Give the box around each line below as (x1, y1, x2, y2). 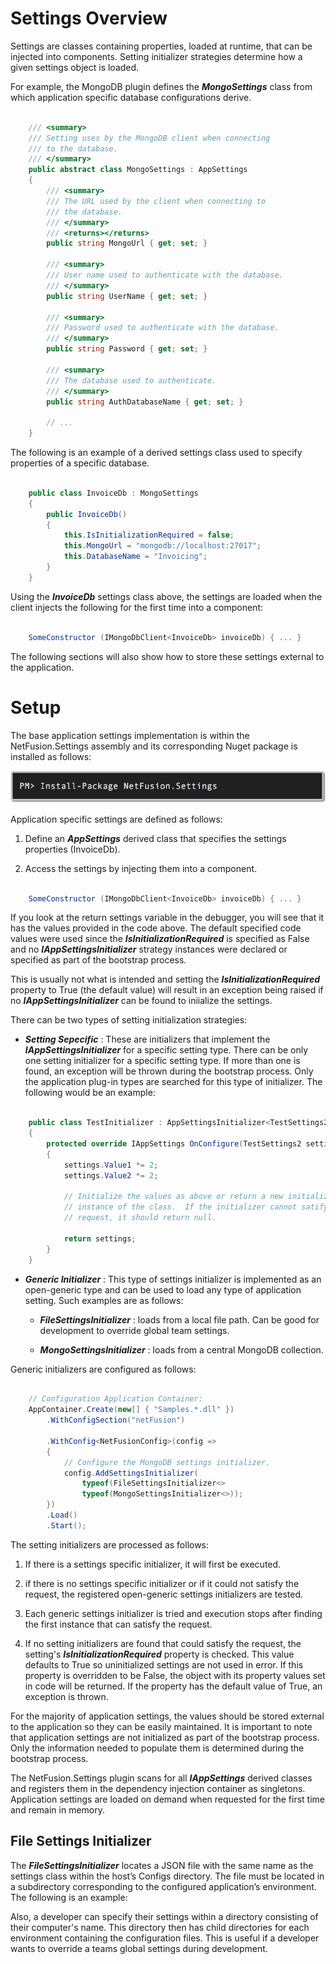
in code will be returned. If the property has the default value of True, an (24, 1680, 323, 1692)
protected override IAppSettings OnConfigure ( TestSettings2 (46, 1139, 302, 1149)
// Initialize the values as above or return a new (63, 1192, 284, 1202)
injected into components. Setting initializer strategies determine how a (10, 50, 303, 62)
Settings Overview (10, 7, 168, 30)
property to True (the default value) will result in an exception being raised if (10, 984, 324, 996)
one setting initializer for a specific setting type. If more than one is (24, 1055, 301, 1067)
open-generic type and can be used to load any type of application (24, 1283, 302, 1296)
